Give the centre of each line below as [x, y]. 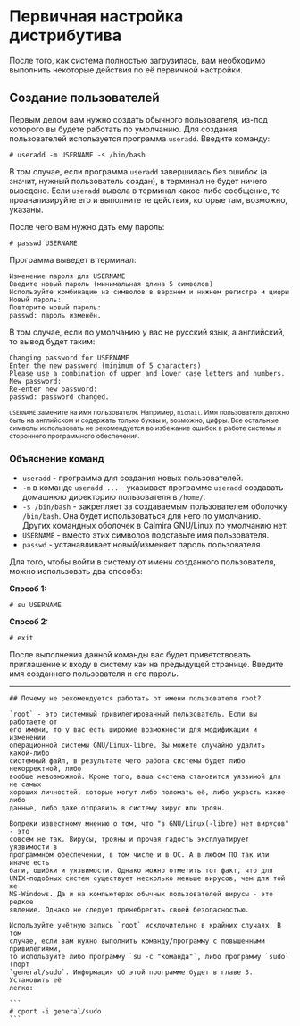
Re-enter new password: [54, 389]
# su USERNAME [36, 606]
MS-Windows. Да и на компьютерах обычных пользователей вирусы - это [142, 895]
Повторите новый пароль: [55, 307]
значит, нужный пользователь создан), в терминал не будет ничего [138, 181]
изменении [28, 738]
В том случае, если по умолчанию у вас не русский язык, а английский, [147, 332]
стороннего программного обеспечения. [75, 436]
